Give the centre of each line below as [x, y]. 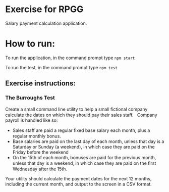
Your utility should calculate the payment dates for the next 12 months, [78, 178]
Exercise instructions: [40, 84]
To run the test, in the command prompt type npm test [61, 67]
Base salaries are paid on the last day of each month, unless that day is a [88, 141]
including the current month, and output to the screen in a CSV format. [79, 184]
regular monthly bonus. [37, 136]
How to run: [30, 44]
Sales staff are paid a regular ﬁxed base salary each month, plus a [81, 130]
